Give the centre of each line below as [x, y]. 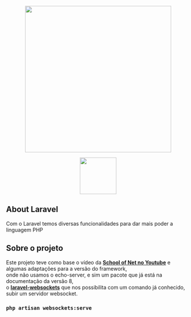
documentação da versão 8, [40, 281]
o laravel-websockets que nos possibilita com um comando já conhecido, [95, 287]
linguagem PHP [25, 230]
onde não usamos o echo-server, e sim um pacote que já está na [84, 275]
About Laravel [32, 209]
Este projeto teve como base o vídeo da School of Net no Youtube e [88, 262]
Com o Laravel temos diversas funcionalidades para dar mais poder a [90, 223]
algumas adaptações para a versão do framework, [67, 268]
